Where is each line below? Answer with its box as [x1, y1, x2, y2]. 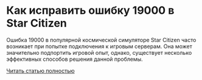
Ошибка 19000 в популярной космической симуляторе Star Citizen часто [6, 36, 197, 43]
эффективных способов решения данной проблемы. [6, 55, 143, 63]
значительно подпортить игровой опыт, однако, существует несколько [6, 49, 192, 56]
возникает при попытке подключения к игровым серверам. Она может [6, 43, 193, 50]
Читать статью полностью [6, 67, 75, 74]
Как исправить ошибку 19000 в [6, 4, 175, 17]
